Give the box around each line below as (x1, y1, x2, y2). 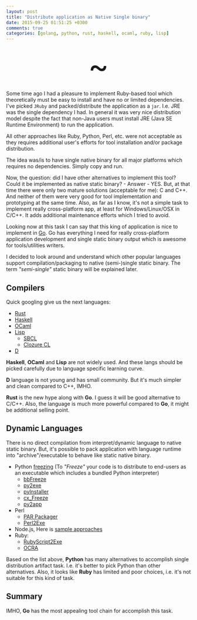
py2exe (23, 482, 42, 489)
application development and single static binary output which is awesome (6, 236, 186, 243)
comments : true (6, 25, 43, 31)
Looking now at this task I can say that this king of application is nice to (6, 223, 178, 230)
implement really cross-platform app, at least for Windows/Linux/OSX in (6, 205, 180, 212)
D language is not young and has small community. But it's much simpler (6, 376, 182, 383)
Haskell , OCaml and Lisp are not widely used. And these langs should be (6, 358, 183, 365)
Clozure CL (23, 341, 51, 348)
